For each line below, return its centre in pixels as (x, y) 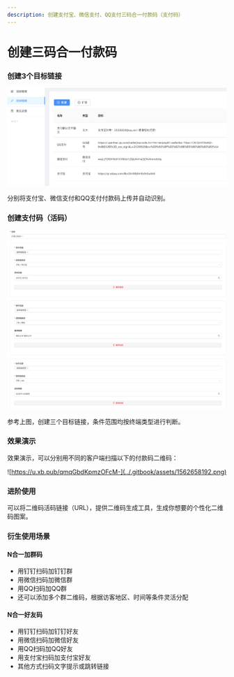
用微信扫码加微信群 (45, 580)
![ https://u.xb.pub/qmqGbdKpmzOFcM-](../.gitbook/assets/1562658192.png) (117, 472)
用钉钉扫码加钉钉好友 (48, 632)
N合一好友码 (25, 614)
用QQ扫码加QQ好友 (45, 649)
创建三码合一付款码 (62, 52)
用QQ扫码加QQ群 (42, 589)
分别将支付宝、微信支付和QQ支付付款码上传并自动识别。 (88, 198)
